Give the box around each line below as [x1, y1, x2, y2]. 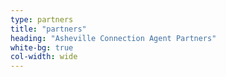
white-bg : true [10, 42, 74, 53]
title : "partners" [10, 24, 87, 34]
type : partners [10, 14, 74, 25]
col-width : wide [10, 52, 78, 62]
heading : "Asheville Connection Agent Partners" [10, 33, 217, 43]
